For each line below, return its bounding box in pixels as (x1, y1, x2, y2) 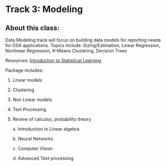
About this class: (5, 24, 60, 32)
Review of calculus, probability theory (12, 116, 92, 122)
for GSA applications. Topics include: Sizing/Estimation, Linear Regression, (5, 42, 160, 48)
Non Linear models (12, 97, 52, 102)
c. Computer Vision (12, 145, 53, 151)
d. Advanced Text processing (12, 155, 74, 161)
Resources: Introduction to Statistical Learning (5, 58, 102, 64)
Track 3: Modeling (5, 4, 83, 15)
